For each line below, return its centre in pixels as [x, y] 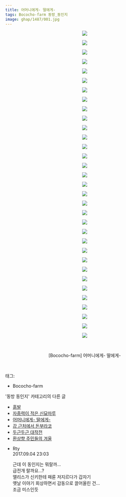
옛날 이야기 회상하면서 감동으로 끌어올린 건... [56, 483]
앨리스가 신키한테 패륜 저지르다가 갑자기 [52, 477]
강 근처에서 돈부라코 [32, 426]
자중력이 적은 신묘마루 [34, 413]
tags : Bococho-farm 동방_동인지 [37, 15]
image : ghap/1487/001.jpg [32, 19]
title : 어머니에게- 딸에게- [30, 10]
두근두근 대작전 [27, 432]
